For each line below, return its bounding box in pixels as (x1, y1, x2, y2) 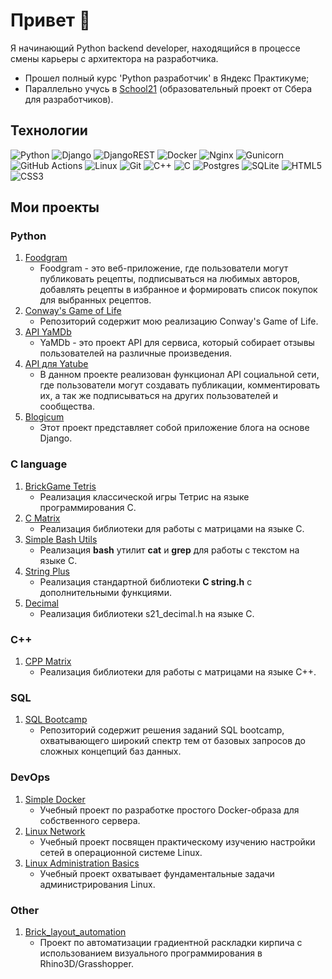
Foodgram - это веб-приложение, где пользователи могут (39, 262, 289, 274)
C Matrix (24, 512, 61, 524)
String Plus (24, 565, 70, 577)
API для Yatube (24, 358, 89, 370)
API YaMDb (24, 326, 72, 338)
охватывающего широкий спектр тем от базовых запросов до (39, 735, 306, 747)
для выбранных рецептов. (39, 294, 152, 306)
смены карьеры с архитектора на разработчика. (10, 52, 219, 64)
